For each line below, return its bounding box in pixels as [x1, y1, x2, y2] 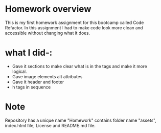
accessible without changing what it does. [5, 30, 90, 36]
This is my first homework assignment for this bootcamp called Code [5, 20, 144, 25]
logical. [12, 68, 27, 74]
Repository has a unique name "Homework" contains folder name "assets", [5, 117, 157, 123]
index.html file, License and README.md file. [5, 122, 96, 128]
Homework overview [5, 3, 92, 15]
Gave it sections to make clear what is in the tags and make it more [12, 63, 147, 69]
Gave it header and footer [12, 79, 64, 85]
